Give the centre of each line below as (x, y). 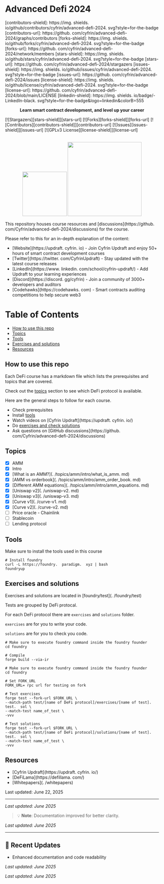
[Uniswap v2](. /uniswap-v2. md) (45, 490)
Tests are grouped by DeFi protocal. (41, 605)
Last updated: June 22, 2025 (34, 792)
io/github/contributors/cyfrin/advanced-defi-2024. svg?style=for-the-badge (82, 27)
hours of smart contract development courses (58, 253)
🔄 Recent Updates (33, 845)
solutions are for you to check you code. (46, 633)
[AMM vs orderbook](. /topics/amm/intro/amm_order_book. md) (76, 479)
